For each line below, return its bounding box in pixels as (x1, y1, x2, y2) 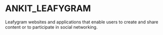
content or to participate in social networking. (5, 24, 98, 30)
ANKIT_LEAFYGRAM (5, 3, 91, 14)
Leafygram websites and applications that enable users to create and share (5, 19, 159, 25)
